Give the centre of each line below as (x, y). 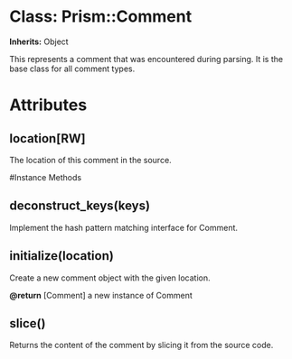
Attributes (48, 105)
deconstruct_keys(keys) (80, 206)
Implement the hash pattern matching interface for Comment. (123, 227)
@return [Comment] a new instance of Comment (101, 295)
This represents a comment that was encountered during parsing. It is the (146, 59)
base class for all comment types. (72, 69)
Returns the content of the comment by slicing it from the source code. (141, 345)
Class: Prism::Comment (101, 17)
